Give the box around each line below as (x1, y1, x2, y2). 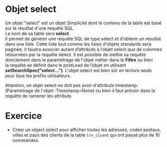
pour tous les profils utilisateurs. (5, 73, 71, 78)
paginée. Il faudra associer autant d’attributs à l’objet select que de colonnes (5, 46, 162, 52)
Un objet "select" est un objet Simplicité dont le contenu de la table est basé (5, 20, 162, 26)
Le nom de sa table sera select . (5, 30, 70, 36)
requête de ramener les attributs (5, 93, 72, 99)
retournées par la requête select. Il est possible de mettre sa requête (5, 51, 146, 58)
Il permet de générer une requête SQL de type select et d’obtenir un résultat (5, 36, 161, 42)
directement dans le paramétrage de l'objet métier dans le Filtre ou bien (5, 57, 153, 63)
